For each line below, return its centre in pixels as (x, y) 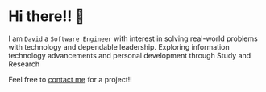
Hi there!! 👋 (46, 16)
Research (24, 64)
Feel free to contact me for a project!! (71, 79)
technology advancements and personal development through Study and (130, 55)
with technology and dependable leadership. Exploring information (119, 46)
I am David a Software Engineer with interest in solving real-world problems (133, 38)
